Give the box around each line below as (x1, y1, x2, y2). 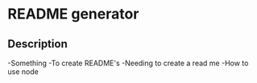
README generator (7, 5, 139, 23)
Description (7, 37, 68, 51)
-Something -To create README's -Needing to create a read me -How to (7, 58, 249, 68)
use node (7, 67, 39, 77)
